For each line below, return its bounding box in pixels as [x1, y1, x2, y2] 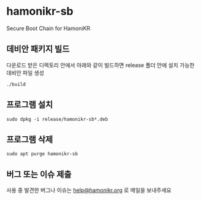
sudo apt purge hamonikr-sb [6, 151, 78, 157]
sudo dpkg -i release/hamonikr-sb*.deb [6, 116, 108, 122]
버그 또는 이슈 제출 [6, 169, 72, 179]
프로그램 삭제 [6, 134, 53, 145]
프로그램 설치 [6, 99, 53, 110]
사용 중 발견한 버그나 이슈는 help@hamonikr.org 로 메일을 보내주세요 [6, 187, 172, 194]
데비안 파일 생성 [6, 69, 45, 76]
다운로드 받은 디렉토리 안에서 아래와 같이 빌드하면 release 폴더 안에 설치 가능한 [6, 61, 195, 69]
